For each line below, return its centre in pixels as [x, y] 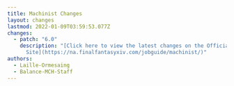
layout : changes [31, 20]
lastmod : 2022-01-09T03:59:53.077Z [59, 26]
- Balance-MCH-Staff [43, 71]
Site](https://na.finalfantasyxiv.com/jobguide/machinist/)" [116, 53]
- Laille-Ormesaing [42, 65]
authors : [20, 59]
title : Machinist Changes [45, 14]
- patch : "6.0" [36, 40]
